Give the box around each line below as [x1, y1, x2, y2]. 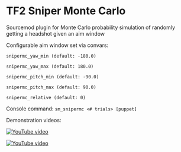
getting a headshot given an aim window [6, 30, 105, 37]
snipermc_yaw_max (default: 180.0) [6, 64, 94, 69]
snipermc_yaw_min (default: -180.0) [6, 53, 96, 59]
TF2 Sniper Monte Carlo [6, 4, 126, 18]
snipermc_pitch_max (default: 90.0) [6, 84, 96, 90]
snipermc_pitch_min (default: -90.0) [6, 74, 99, 80]
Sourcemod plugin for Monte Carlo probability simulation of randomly [6, 24, 176, 31]
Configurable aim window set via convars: [6, 42, 109, 49]
